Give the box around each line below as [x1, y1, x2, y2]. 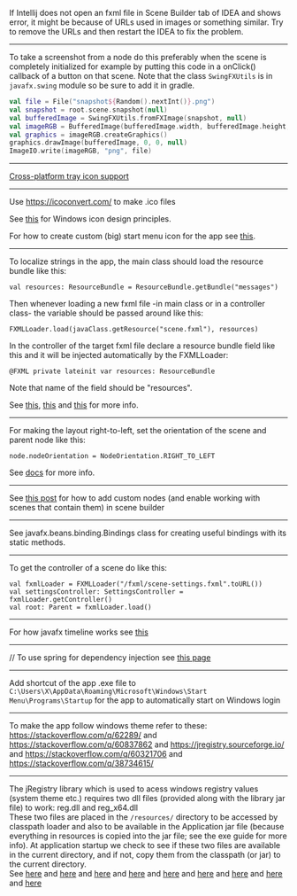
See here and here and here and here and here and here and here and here [9, 869, 283, 879]
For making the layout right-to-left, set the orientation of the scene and [9, 425, 267, 436]
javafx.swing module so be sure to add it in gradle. [9, 80, 195, 90]
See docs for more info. [9, 467, 95, 478]
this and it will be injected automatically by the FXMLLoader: [9, 350, 229, 361]
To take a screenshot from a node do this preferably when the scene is [9, 52, 267, 62]
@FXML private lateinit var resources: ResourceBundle [9, 367, 216, 376]
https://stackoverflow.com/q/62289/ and [9, 730, 157, 741]
